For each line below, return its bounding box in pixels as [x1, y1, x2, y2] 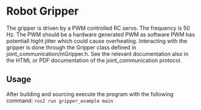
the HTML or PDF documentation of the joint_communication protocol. [6, 57, 182, 64]
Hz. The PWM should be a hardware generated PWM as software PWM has [6, 30, 196, 38]
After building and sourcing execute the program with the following [6, 90, 174, 98]
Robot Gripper [6, 4, 79, 18]
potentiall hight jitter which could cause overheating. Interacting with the [6, 37, 188, 44]
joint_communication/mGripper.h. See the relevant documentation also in [6, 50, 189, 57]
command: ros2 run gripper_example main [6, 97, 114, 104]
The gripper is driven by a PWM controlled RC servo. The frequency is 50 [6, 24, 190, 32]
